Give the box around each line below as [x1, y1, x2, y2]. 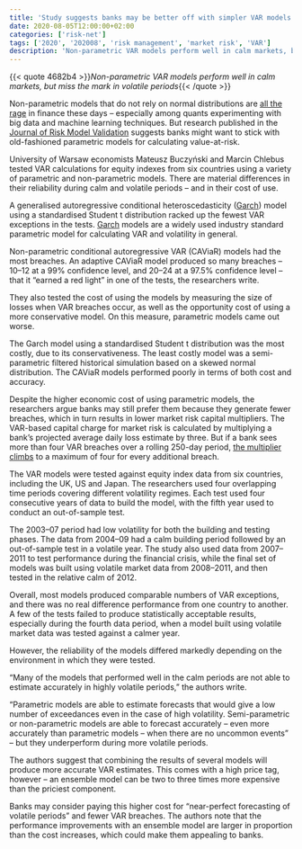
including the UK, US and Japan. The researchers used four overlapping [9, 478, 277, 489]
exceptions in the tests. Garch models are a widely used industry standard [9, 219, 284, 230]
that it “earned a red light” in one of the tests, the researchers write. [9, 275, 260, 286]
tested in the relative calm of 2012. [9, 572, 138, 583]
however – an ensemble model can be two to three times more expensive [9, 774, 280, 785]
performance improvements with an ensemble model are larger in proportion [9, 820, 293, 831]
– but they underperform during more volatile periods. [9, 737, 209, 748]
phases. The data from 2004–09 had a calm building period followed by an [9, 534, 286, 545]
